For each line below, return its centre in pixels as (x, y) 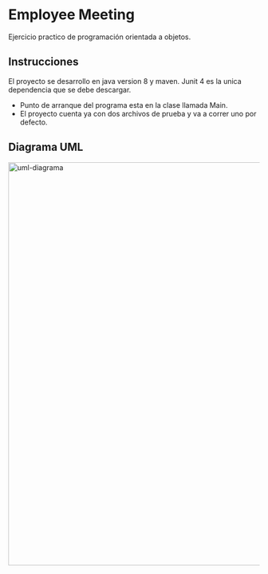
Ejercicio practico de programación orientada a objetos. (100, 37)
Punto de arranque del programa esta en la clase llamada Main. (124, 105)
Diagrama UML (46, 147)
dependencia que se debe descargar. (70, 89)
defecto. (33, 122)
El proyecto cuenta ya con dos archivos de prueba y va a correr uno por (138, 113)
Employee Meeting (72, 15)
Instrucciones (43, 62)
